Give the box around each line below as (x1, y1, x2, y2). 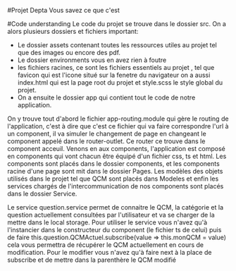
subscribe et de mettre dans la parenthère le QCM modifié (7, 255, 176, 264)
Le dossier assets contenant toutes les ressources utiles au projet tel (17, 41, 217, 49)
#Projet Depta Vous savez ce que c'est (7, 6, 120, 14)
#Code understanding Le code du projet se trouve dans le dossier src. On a (7, 20, 227, 28)
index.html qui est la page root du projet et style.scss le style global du (17, 78, 223, 87)
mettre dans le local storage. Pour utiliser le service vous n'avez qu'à (7, 218, 208, 227)
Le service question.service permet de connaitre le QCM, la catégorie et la (7, 203, 224, 211)
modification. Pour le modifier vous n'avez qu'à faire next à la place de (7, 248, 212, 256)
